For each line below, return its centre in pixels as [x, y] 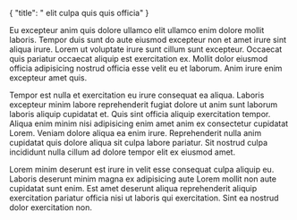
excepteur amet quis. [48, 78]
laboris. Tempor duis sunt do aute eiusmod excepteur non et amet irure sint [148, 40]
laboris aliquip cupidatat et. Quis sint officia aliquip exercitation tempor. [140, 114]
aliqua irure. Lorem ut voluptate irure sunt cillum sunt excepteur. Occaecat [146, 49]
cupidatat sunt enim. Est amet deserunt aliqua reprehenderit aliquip [133, 188]
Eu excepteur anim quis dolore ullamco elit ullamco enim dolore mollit [137, 30]
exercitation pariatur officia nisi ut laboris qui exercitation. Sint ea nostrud [144, 198]
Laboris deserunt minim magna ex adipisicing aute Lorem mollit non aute [143, 179]
